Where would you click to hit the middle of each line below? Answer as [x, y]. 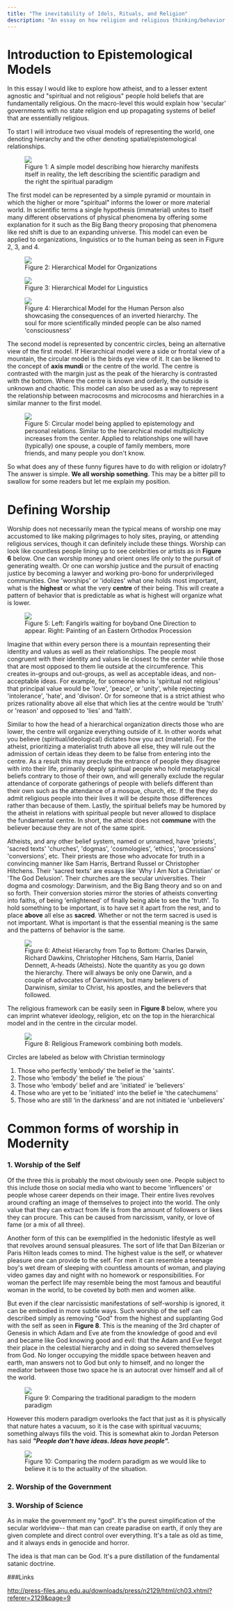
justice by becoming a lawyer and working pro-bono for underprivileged [111, 573]
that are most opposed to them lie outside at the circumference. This [105, 666]
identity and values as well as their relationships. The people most [102, 652]
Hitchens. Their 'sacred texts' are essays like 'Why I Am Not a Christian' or [114, 871]
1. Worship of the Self [44, 1165]
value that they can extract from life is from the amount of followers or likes [115, 1209]
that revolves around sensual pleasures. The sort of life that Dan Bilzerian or [116, 1245]
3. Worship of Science [45, 1505]
